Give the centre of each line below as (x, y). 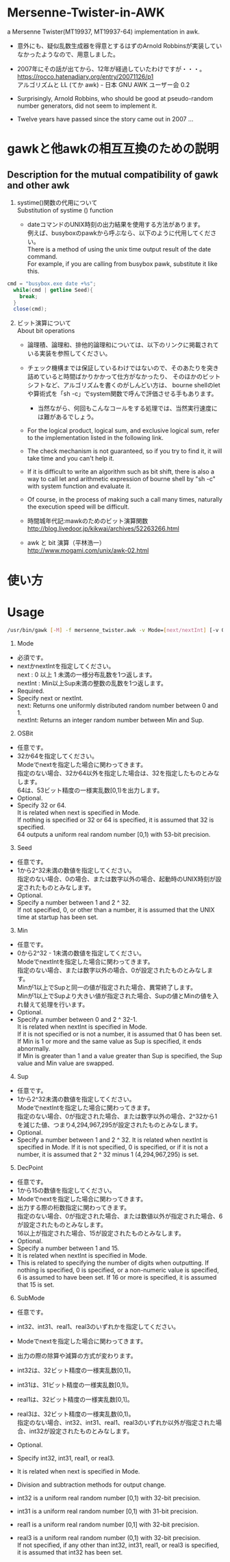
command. (42, 256)
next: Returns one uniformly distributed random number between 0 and (117, 706)
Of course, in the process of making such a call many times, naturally (125, 500)
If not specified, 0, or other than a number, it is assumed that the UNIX (116, 910)
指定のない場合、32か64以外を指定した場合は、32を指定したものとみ (115, 773)
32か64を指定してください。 (57, 756)
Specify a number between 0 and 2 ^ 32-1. (77, 1020)
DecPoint (30, 1168)
